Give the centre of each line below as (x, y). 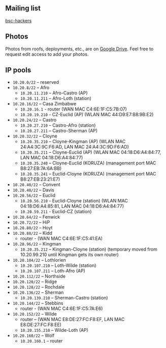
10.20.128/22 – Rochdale (39, 287)
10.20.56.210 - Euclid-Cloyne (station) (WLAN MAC (74, 201)
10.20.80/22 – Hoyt (32, 228)
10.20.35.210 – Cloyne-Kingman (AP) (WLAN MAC (73, 142)
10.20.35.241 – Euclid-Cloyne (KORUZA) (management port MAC (88, 174)
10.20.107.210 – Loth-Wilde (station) (58, 265)
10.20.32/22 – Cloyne (35, 136)
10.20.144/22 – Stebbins (38, 303)
